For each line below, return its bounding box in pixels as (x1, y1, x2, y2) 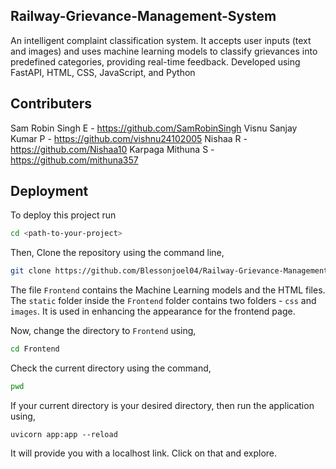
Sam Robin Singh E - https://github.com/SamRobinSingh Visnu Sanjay (10, 122, 298, 134)
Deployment (10, 183, 89, 200)
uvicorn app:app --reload (10, 429, 118, 439)
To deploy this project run (10, 209, 117, 221)
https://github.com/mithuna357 (10, 154, 139, 166)
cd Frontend (10, 344, 60, 354)
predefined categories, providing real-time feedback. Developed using (10, 55, 301, 68)
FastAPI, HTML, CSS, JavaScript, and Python (10, 66, 196, 78)
